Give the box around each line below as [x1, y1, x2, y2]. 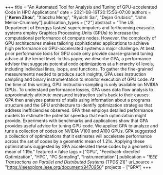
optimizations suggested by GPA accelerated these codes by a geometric [5, 143, 152, 149]
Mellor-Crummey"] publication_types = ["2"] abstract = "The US [5, 19, 134, 25]
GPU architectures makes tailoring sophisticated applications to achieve [5, 40, 149, 46]
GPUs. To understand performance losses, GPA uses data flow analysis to [5, 87, 153, 92]
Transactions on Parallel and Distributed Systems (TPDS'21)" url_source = [5, 159, 154, 165]
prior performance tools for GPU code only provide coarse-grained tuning [5, 51, 153, 56]
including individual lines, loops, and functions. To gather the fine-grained [5, 66, 153, 72]
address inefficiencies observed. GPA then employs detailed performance [5, 107, 153, 113]
